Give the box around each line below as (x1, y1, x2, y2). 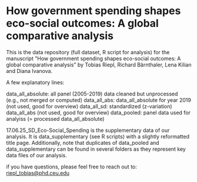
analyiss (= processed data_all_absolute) (6, 115, 105, 122)
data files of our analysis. (6, 151, 68, 158)
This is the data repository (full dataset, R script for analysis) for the (6, 48, 170, 55)
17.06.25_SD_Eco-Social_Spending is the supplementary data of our (6, 127, 170, 134)
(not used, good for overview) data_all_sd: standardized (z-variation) (6, 102, 172, 110)
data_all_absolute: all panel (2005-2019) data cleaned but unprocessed (6, 90, 178, 97)
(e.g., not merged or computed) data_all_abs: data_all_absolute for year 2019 (6, 96, 191, 104)
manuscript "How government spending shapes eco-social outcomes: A (6, 55, 181, 62)
